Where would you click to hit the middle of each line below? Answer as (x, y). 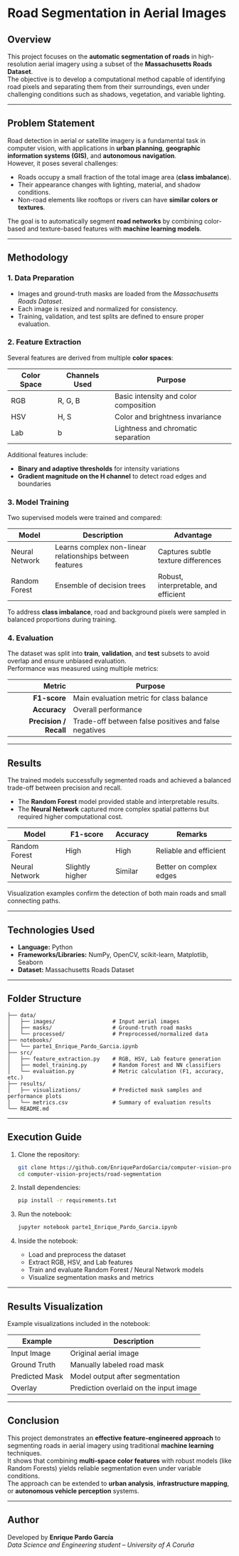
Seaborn (30, 962)
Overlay (24, 1388)
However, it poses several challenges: (63, 163)
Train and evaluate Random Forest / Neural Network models (116, 1270)
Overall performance (107, 710)
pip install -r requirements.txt (67, 1201)
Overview (30, 40)
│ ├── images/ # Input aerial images (94, 1021)
